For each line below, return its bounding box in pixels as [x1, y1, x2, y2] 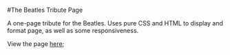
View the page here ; [7, 40, 65, 47]
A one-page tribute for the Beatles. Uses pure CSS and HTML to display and [7, 19, 224, 27]
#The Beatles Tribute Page [7, 6, 83, 14]
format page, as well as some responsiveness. [7, 27, 139, 34]
